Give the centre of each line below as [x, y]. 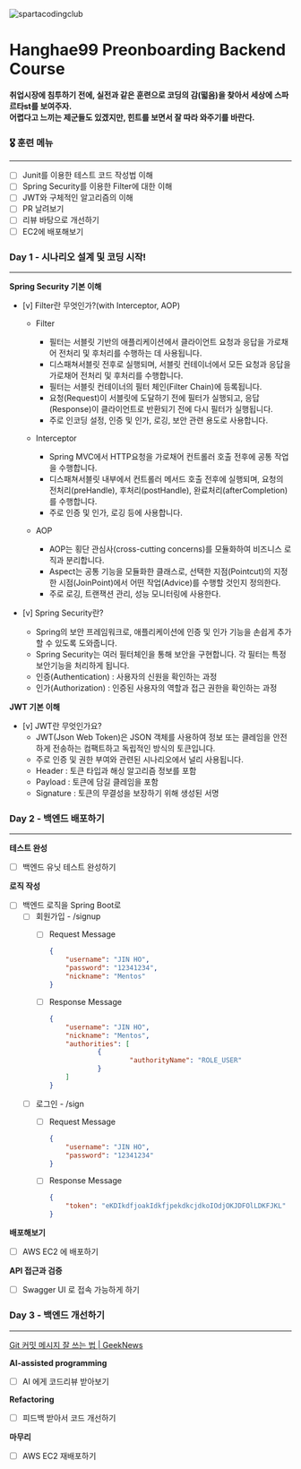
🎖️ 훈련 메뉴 [31, 142]
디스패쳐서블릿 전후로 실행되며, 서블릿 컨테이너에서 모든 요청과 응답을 [170, 364]
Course [37, 69]
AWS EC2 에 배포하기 [60, 1252]
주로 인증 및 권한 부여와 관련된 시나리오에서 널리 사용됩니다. [140, 759]
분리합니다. [85, 560]
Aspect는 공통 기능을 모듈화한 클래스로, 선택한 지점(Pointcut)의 [160, 571]
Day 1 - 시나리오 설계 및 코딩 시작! [77, 257]
